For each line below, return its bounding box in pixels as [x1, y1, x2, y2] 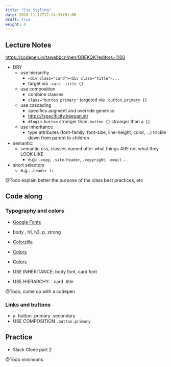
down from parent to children [28, 135, 90, 141]
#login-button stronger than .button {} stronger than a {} [28, 119, 151, 125]
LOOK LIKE [20, 151, 44, 157]
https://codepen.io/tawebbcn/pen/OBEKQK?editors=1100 [5, 54, 126, 60]
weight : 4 [5, 21, 27, 27]
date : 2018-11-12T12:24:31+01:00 [5, 12, 77, 17]
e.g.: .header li [20, 167, 54, 174]
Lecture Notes [5, 40, 52, 49]
